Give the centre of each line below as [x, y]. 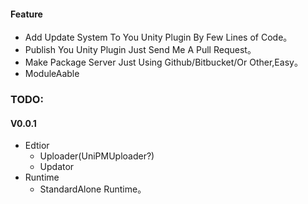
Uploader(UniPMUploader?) [97, 156]
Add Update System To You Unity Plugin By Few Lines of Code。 [158, 37]
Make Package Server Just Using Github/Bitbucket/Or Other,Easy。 [163, 62]
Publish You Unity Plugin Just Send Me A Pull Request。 [140, 50]
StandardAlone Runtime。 [93, 189]
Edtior [37, 146]
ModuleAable [52, 74]
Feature [26, 14]
